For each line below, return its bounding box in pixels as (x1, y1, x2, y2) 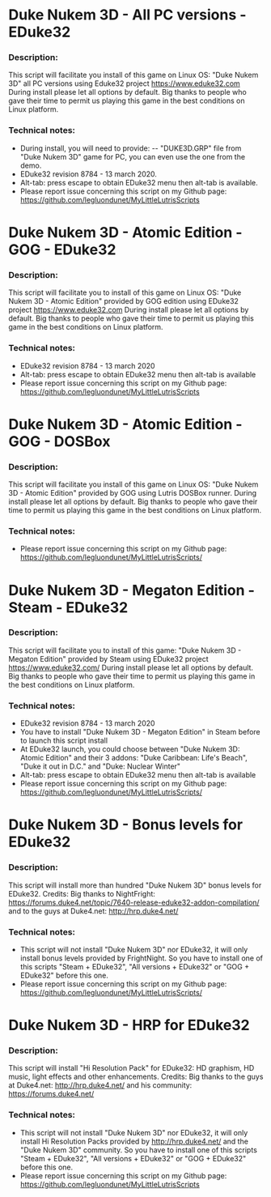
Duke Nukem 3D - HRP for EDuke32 (8, 1016, 250, 1034)
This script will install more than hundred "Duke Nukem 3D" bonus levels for (8, 880, 262, 890)
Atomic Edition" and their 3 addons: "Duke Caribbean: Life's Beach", (19, 753, 248, 763)
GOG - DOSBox (8, 432, 111, 450)
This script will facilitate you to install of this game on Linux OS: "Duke (8, 288, 242, 297)
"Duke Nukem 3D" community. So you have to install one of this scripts (19, 1144, 257, 1155)
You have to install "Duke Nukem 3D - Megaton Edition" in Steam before (19, 727, 260, 737)
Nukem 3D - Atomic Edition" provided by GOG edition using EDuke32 (8, 296, 239, 306)
